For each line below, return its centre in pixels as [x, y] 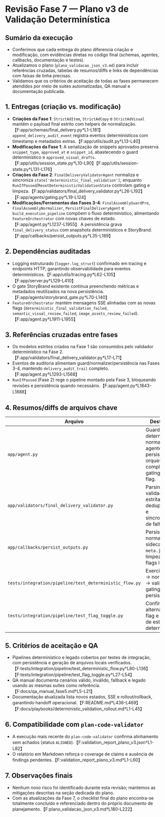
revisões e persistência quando [44, 386]
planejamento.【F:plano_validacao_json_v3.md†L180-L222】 [73, 809]
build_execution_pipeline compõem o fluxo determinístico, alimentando [86, 213]
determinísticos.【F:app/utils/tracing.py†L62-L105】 [65, 274]
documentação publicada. [39, 91]
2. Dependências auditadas [48, 251]
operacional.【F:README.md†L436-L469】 [96, 703]
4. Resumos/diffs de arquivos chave [61, 408]
